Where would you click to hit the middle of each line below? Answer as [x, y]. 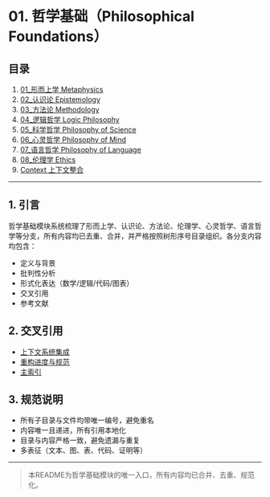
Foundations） [58, 37]
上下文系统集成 [45, 352]
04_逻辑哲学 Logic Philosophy [70, 120]
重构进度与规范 [45, 361]
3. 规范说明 [36, 399]
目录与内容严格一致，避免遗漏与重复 [80, 440]
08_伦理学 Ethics [48, 160]
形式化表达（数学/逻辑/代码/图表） [77, 283]
